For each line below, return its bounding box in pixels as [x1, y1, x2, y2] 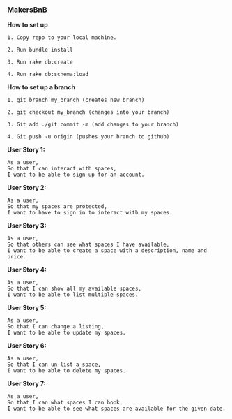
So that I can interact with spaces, [7, 166, 117, 172]
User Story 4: [7, 265, 47, 274]
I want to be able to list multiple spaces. [7, 291, 139, 298]
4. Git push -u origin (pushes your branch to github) [7, 133, 170, 140]
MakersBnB [7, 5, 47, 15]
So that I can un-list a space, [7, 361, 101, 368]
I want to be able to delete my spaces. [7, 367, 127, 374]
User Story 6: [7, 341, 47, 350]
